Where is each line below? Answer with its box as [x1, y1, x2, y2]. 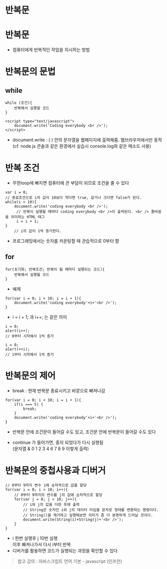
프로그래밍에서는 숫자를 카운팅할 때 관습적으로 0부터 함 [12, 238, 120, 244]
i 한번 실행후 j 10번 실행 [12, 535, 58, 541]
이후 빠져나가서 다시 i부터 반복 [12, 541, 71, 547]
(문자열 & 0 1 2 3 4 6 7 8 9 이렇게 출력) [12, 445, 89, 452]
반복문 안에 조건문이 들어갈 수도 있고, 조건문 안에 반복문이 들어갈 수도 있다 [12, 429, 156, 435]
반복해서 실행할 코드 [14, 106, 50, 111]
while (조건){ [5, 100, 32, 105]
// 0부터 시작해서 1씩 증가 [5, 333, 54, 338]
